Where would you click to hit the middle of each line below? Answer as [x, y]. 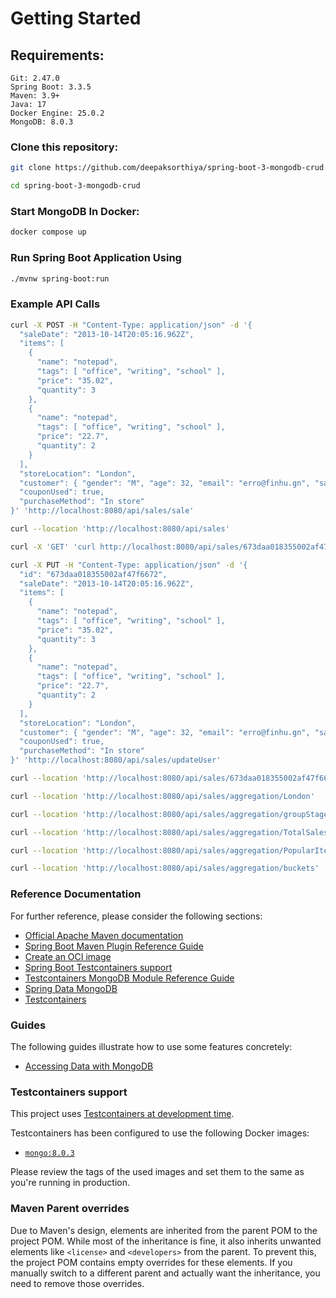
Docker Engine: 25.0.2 [57, 113]
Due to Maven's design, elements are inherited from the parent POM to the [164, 1230]
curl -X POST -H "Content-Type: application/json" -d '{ [131, 325]
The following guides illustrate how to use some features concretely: [151, 1046]
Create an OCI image [68, 956]
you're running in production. [70, 1183]
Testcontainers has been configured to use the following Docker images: [160, 1133]
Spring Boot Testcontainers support [98, 967]
